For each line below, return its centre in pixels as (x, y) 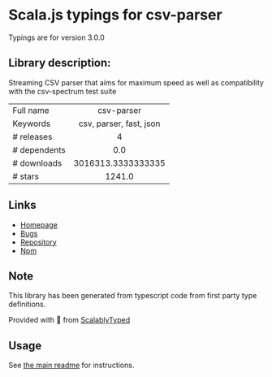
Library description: (60, 63)
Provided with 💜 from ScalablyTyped (69, 320)
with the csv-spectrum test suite (63, 91)
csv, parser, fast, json (119, 123)
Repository (38, 242)
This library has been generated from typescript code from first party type (133, 296)
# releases (32, 136)
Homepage (39, 224)
